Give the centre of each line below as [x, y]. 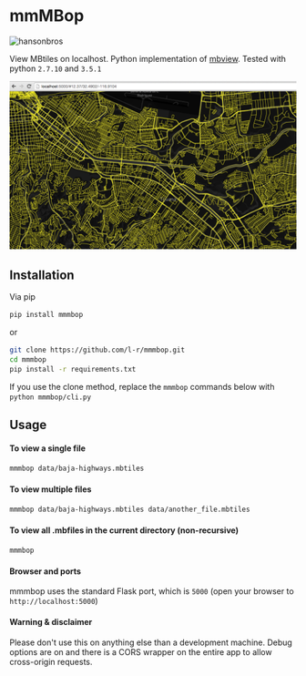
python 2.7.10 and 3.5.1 [56, 68]
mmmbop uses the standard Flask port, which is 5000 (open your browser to [152, 591]
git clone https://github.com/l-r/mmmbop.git [97, 350]
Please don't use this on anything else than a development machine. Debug [151, 642]
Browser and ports [46, 571]
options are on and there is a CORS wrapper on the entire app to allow [141, 651]
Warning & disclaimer [51, 621]
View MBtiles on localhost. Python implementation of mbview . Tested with [148, 58]
